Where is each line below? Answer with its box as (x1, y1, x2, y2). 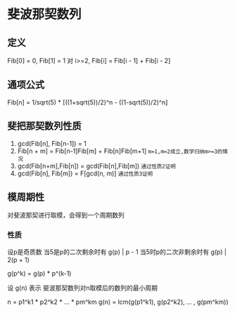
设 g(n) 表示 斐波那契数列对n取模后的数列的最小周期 (7, 284, 158, 292)
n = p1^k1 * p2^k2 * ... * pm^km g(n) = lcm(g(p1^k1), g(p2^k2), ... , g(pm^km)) (7, 298, 229, 306)
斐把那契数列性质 (7, 120, 82, 132)
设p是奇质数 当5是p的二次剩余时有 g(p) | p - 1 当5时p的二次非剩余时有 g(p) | (7, 247, 227, 256)
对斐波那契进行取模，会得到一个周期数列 (7, 211, 125, 220)
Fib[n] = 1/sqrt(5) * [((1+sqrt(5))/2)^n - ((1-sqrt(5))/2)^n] (7, 98, 168, 106)
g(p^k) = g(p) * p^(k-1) (7, 269, 72, 277)
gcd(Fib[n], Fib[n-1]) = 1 (17, 139, 87, 147)
